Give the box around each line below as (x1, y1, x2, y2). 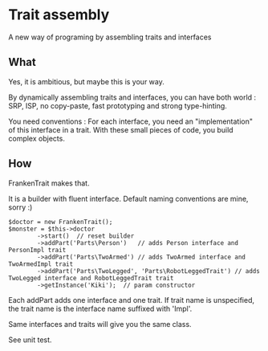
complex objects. (8, 133, 66, 143)
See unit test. (8, 335, 52, 345)
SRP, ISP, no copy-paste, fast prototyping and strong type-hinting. (8, 100, 227, 110)
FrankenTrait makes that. (8, 178, 90, 188)
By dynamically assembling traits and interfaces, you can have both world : (8, 92, 257, 102)
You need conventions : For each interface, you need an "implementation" (8, 116, 254, 126)
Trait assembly (8, 6, 110, 24)
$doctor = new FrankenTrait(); (8, 218, 113, 226)
